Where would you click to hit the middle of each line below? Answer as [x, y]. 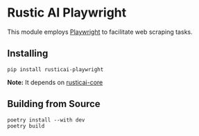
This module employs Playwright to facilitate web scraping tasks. [100, 32]
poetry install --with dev [46, 120]
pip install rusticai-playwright [55, 69]
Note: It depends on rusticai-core [55, 82]
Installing [28, 54]
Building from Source [54, 104]
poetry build [26, 126]
